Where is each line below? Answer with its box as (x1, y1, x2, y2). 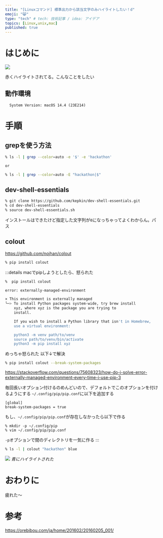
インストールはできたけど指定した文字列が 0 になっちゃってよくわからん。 (5, 217, 152, 223)
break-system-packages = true (5, 405, 67, 410)
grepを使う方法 (5, 141, 52, 150)
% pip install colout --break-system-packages (5, 361, 101, 365)
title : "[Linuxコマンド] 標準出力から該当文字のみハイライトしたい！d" (5, 7, 135, 12)
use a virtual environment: (14, 324, 71, 328)
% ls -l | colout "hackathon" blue (5, 447, 77, 452)
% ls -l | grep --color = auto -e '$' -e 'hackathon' (5, 154, 112, 159)
